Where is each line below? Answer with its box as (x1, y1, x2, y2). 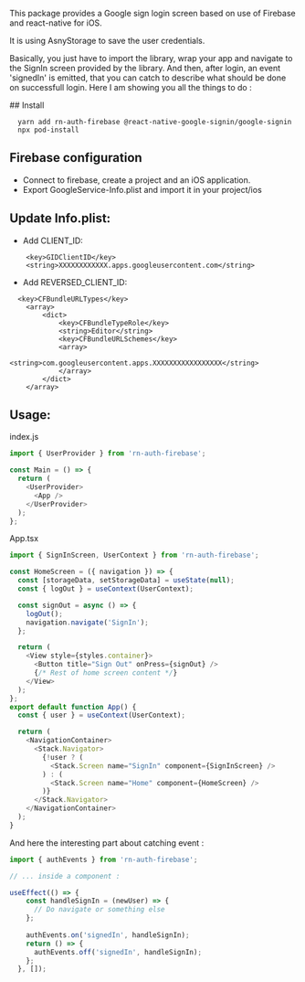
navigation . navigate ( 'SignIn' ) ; (26, 617, 149, 627)
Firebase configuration (9, 150, 143, 165)
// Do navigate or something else (33, 905, 166, 914)
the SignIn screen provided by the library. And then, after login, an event (9, 63, 281, 73)
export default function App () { (9, 702, 137, 711)
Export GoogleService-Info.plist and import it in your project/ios (22, 184, 262, 195)
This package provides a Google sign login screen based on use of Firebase (9, 8, 296, 18)
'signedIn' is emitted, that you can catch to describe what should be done (9, 72, 287, 83)
